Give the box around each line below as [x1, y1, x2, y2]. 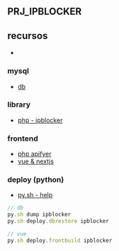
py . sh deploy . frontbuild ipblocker [7, 237, 113, 244]
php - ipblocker [17, 116, 63, 124]
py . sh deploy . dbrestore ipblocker [7, 218, 110, 225]
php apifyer [17, 150, 52, 158]
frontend [7, 134, 39, 144]
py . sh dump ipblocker [7, 211, 72, 218]
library [7, 100, 30, 110]
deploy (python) [7, 175, 64, 185]
